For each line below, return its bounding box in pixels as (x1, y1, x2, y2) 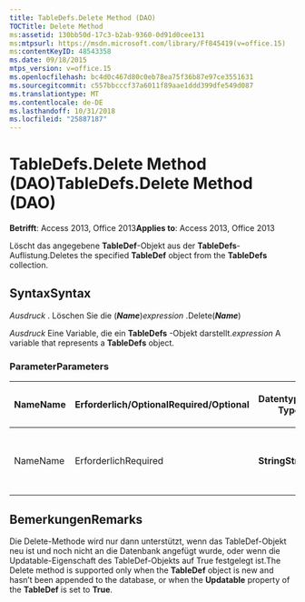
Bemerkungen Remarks (9, 511, 143, 527)
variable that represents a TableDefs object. (9, 337, 175, 348)
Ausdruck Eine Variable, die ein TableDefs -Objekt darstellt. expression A (9, 327, 281, 338)
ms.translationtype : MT (9, 89, 100, 98)
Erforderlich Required (74, 455, 164, 467)
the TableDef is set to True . (9, 584, 113, 595)
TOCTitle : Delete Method (9, 22, 103, 31)
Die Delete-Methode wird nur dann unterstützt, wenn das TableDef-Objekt (9, 536, 287, 547)
